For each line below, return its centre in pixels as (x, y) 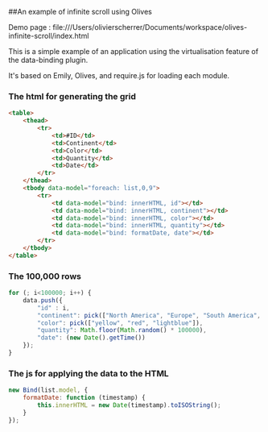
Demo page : (30, 27)
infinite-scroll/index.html (49, 36)
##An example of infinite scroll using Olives (80, 12)
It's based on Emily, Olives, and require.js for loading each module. (119, 75)
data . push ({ (43, 300)
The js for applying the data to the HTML (89, 373)
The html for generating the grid (72, 96)
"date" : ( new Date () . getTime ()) (92, 338)
